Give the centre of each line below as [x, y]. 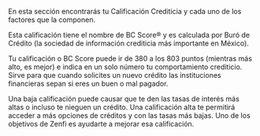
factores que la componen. [52, 20]
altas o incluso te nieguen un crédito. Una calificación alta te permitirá [121, 107]
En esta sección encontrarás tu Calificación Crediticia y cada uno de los [125, 11]
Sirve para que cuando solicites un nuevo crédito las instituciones [115, 75]
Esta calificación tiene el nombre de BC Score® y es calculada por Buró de [129, 35]
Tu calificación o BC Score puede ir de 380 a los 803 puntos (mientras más [130, 59]
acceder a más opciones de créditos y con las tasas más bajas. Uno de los [129, 116]
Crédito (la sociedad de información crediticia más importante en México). [129, 43]
